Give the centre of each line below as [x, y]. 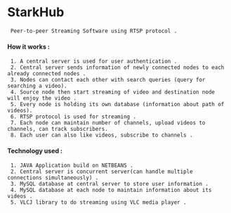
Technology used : [35, 150]
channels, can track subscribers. [58, 129]
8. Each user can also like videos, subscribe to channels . [101, 135]
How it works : [29, 46]
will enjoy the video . [42, 98]
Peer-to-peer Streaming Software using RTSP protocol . [94, 31]
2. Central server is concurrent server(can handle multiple [101, 172]
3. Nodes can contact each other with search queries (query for [108, 80]
